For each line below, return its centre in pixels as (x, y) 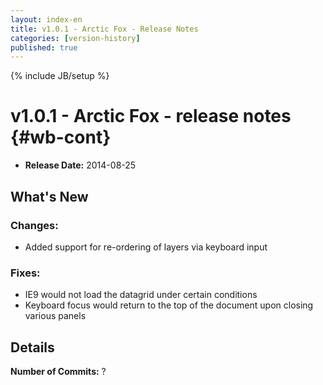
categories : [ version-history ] (75, 38)
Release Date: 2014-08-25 (80, 165)
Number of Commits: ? (58, 371)
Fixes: (25, 273)
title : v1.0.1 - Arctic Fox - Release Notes (104, 29)
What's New (49, 196)
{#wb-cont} (61, 137)
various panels (55, 316)
